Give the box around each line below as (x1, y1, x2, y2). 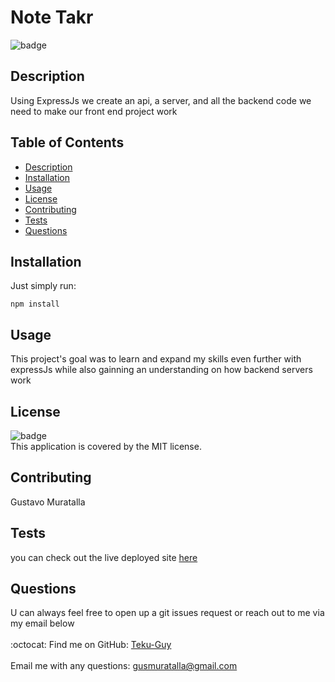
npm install (10, 299, 60, 310)
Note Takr (10, 6, 94, 29)
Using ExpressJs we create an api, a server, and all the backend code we (10, 94, 312, 106)
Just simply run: (10, 280, 77, 292)
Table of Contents (10, 134, 125, 151)
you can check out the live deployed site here (10, 551, 198, 563)
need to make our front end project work (10, 105, 178, 117)
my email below (10, 617, 75, 630)
